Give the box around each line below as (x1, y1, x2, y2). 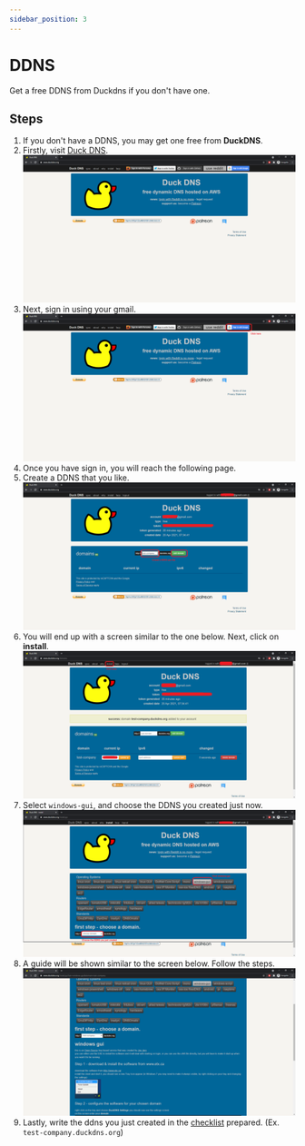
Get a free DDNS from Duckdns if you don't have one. (9, 84, 211, 95)
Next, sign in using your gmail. (22, 304, 136, 315)
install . (22, 640, 50, 651)
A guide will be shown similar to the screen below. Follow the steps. (22, 958, 275, 969)
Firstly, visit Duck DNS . (22, 145, 109, 156)
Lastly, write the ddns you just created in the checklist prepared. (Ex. (22, 1117, 280, 1128)
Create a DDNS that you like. (22, 472, 130, 483)
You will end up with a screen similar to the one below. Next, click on (22, 631, 280, 642)
